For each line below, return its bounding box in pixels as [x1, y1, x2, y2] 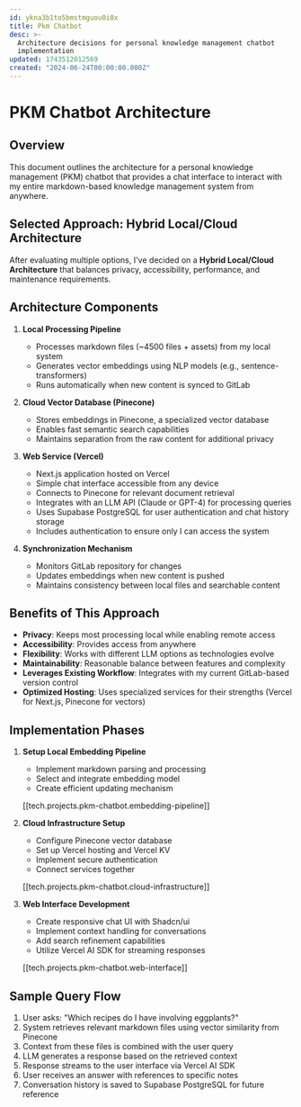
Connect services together [35, 864, 136, 875]
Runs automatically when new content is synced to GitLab [35, 379, 251, 390]
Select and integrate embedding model [35, 773, 181, 784]
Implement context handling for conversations [35, 926, 207, 937]
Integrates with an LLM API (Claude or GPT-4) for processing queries [35, 497, 292, 508]
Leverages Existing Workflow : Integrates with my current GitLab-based [22, 668, 289, 679]
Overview [9, 138, 66, 153]
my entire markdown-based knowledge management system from [9, 181, 254, 192]
